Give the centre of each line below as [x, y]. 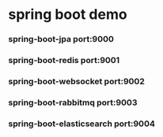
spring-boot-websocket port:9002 [76, 81]
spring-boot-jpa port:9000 [61, 39]
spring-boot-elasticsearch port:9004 [82, 124]
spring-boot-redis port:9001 [64, 61]
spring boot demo [68, 15]
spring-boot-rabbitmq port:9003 [73, 102]
